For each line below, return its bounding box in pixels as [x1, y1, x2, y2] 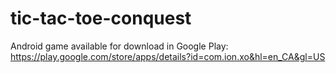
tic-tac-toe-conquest [10, 7, 192, 30]
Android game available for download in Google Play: [10, 40, 229, 52]
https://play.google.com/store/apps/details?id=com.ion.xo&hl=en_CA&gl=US [10, 50, 326, 62]
